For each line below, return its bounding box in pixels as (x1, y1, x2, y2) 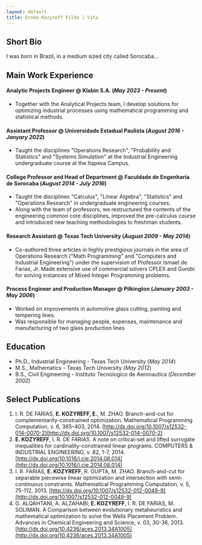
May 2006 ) (6, 291, 35, 299)
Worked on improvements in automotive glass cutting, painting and (14, 305, 181, 312)
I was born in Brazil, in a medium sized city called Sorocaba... (6, 52, 159, 60)
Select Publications (6, 394, 81, 404)
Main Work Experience (6, 70, 93, 80)
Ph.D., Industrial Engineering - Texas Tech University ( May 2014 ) (14, 358, 176, 365)
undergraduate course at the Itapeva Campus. (14, 160, 130, 167)
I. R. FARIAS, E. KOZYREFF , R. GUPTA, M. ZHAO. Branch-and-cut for (14, 468, 185, 475)
